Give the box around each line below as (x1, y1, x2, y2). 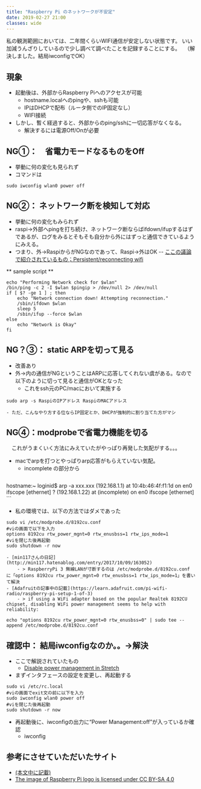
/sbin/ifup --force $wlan (17, 311, 83, 317)
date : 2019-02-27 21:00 (6, 14, 66, 21)
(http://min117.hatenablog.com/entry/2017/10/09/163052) (6, 560, 153, 566)
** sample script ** (6, 267, 54, 275)
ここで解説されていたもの (14, 657, 79, 665)
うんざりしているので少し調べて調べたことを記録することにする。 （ (16, 45, 190, 52)
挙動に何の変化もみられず (14, 218, 79, 225)
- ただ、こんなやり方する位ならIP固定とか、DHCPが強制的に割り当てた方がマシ (6, 409, 176, 415)
